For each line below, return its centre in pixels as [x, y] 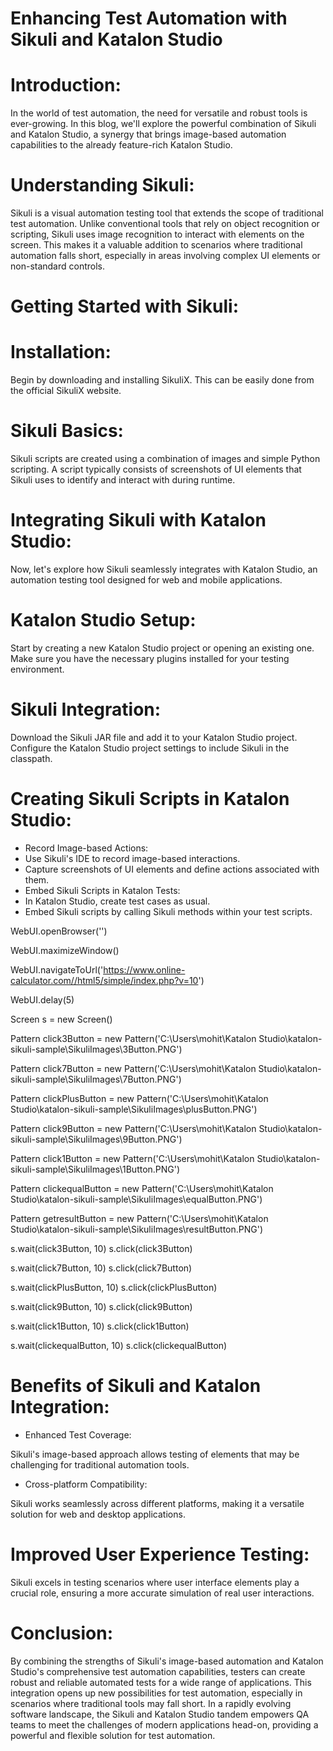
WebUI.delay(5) [42, 999]
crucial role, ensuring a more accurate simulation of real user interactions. [162, 1593]
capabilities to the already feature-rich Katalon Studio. [121, 145]
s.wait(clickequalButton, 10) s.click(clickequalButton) [119, 1345]
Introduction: [66, 85]
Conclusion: [62, 1633]
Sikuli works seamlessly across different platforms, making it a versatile [157, 1503]
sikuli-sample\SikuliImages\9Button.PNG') [96, 1139]
